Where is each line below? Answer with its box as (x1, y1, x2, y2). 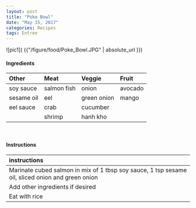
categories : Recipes (6, 25, 57, 31)
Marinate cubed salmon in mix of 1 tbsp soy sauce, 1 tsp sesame (9, 166, 187, 174)
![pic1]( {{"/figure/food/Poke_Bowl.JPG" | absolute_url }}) (6, 46, 143, 53)
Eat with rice (9, 192, 43, 200)
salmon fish (44, 84, 76, 92)
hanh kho (81, 113, 107, 121)
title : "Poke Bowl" (6, 14, 54, 20)
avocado (120, 84, 144, 92)
